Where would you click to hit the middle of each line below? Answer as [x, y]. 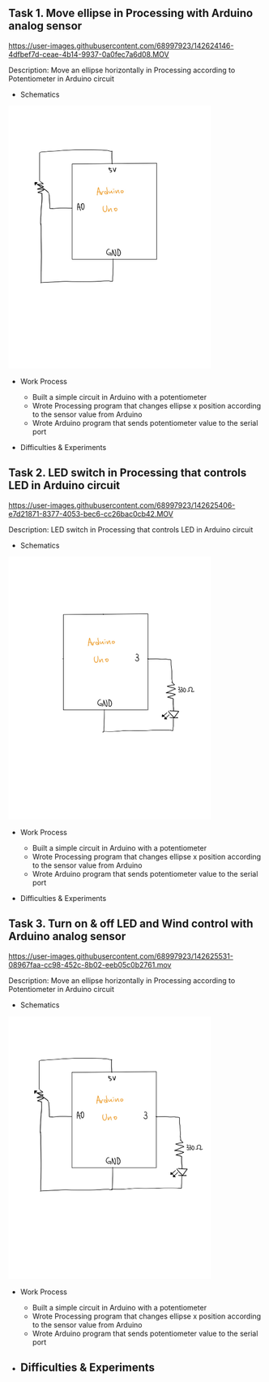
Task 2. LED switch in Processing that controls [128, 473]
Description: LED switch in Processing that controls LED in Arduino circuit [131, 529]
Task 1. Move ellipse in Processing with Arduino [131, 13]
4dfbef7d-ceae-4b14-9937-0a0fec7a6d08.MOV [89, 54]
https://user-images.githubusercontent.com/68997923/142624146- [121, 45]
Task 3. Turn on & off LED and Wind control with [131, 924]
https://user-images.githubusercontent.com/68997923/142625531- [121, 956]
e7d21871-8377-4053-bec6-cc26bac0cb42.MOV [91, 513]
